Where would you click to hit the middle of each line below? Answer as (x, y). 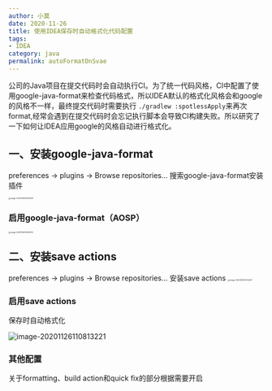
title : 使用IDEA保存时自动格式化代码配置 (71, 31)
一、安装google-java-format (81, 154)
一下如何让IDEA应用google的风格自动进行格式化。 (92, 126)
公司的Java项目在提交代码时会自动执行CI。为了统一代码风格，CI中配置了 (130, 85)
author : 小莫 (29, 16)
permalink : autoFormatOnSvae (58, 62)
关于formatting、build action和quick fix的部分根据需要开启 (106, 378)
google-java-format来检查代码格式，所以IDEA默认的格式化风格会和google (138, 95)
